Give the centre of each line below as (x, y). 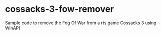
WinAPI (13, 28)
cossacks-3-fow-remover (60, 9)
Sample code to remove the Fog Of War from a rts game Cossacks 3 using (81, 23)
